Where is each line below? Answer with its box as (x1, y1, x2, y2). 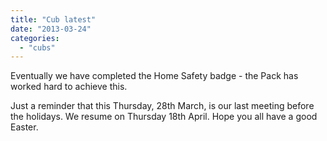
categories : (10, 33, 60, 43)
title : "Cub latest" (10, 14, 97, 25)
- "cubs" (19, 42, 56, 53)
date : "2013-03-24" (10, 24, 92, 34)
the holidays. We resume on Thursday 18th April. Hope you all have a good (10, 111, 318, 123)
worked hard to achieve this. (10, 81, 128, 93)
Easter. (10, 121, 39, 133)
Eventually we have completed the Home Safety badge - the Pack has (10, 70, 299, 82)
